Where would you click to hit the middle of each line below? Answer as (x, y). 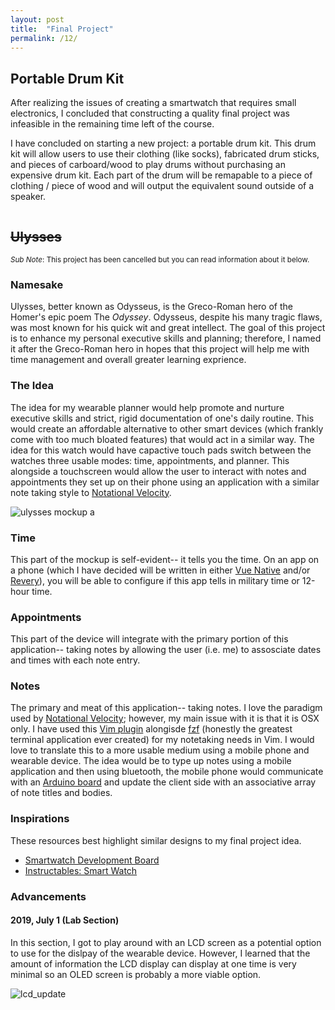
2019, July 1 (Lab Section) (65, 920)
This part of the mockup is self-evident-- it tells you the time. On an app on (165, 559)
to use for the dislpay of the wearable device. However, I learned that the (160, 953)
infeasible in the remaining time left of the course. (112, 124)
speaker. (28, 197)
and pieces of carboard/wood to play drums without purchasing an (148, 165)
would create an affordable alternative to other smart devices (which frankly (167, 428)
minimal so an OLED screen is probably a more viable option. (136, 974)
